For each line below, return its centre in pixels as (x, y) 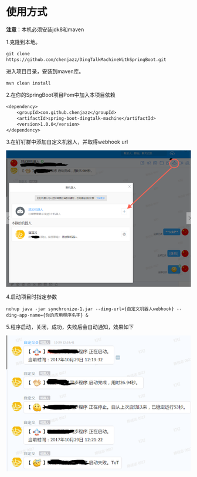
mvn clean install (28, 83)
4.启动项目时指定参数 (32, 297)
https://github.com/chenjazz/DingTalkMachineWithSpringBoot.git (86, 59)
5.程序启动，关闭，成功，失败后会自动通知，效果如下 (70, 327)
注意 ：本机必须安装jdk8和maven (45, 29)
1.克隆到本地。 (23, 42)
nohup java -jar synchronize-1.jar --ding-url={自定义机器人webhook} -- (94, 309)
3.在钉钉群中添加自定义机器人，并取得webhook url (67, 142)
